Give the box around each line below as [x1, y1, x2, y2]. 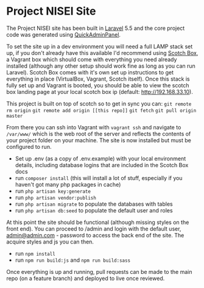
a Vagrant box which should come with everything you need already [6, 56, 177, 63]
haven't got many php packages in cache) [15, 181, 121, 188]
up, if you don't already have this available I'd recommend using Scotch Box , [6, 49, 199, 56]
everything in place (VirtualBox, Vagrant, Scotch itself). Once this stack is [6, 75, 190, 82]
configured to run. [6, 143, 52, 150]
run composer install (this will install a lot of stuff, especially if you [15, 174, 183, 181]
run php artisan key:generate [15, 187, 91, 195]
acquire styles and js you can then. [6, 238, 94, 245]
